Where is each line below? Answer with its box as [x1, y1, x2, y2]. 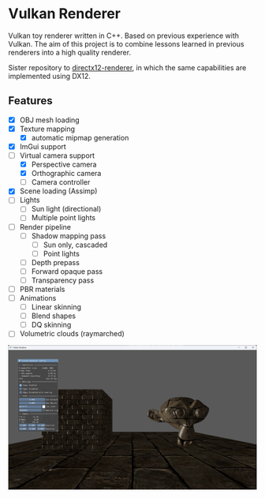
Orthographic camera [31, 169, 102, 178]
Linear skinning [31, 302, 81, 312]
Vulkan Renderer [8, 5, 121, 23]
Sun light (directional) [31, 204, 102, 214]
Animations [19, 294, 57, 302]
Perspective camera [31, 159, 97, 170]
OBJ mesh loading [19, 115, 80, 125]
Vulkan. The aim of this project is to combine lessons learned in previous [8, 39, 244, 48]
